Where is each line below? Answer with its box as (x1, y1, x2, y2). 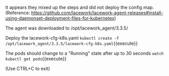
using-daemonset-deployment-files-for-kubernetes (5, 15, 115, 21)
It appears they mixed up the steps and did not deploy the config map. (5, 5, 154, 10)
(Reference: (5, 10, 30, 16)
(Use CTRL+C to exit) (5, 66, 50, 71)
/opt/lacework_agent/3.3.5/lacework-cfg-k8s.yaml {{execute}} (5, 40, 138, 46)
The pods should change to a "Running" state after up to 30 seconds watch (5, 50, 164, 56)
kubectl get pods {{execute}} (5, 56, 67, 62)
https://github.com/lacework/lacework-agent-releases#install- (31, 10, 163, 16)
